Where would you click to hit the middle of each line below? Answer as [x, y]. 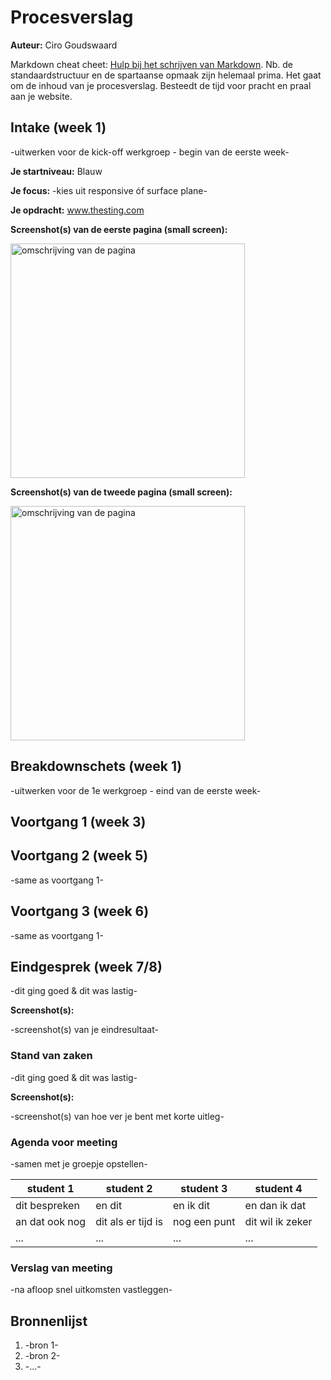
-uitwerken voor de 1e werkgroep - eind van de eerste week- [136, 790]
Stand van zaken [51, 1056]
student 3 [204, 1188]
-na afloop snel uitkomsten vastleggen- [91, 1290]
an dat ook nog [51, 1221]
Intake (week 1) [58, 127]
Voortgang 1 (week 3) [78, 821]
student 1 [50, 1188]
